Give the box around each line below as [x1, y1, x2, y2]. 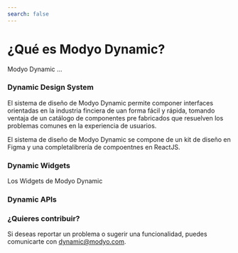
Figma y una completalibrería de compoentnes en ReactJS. [7, 143, 180, 151]
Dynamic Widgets [7, 160, 71, 170]
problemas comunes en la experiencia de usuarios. [7, 121, 157, 130]
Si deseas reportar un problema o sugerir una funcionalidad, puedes [7, 229, 207, 239]
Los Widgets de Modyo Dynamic [7, 177, 103, 185]
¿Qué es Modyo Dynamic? [7, 41, 166, 57]
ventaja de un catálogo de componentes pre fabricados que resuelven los [7, 113, 224, 122]
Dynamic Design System [7, 83, 94, 93]
